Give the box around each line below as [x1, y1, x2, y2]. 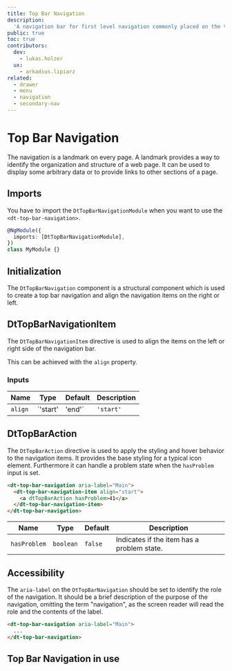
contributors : [7, 42, 48, 49]
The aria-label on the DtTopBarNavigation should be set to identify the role [7, 586, 222, 594]
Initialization [7, 265, 62, 277]
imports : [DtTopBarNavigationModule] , [13, 233, 126, 240]
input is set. [7, 468, 40, 476]
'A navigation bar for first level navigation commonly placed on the [13, 23, 221, 30]
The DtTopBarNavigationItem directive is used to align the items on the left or [7, 337, 225, 345]
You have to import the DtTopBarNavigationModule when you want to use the [7, 206, 223, 215]
